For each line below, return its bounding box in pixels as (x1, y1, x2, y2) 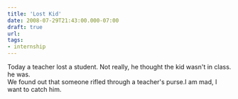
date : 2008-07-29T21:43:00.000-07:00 (7, 17, 119, 24)
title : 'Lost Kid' (7, 10, 62, 18)
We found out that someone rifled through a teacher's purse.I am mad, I (7, 78, 217, 86)
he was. (7, 70, 31, 78)
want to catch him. (7, 86, 62, 93)
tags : (7, 37, 23, 44)
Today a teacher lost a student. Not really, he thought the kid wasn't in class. (7, 63, 232, 71)
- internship (7, 43, 46, 50)
